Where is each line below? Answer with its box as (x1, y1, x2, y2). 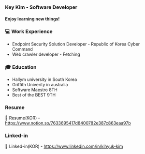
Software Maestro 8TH (12, 87, 58, 93)
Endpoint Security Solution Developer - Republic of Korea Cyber (12, 41, 140, 47)
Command (12, 46, 33, 52)
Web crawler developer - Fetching (12, 51, 81, 57)
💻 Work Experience (5, 28, 53, 35)
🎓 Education (5, 63, 37, 70)
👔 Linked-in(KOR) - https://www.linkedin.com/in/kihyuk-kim (5, 143, 123, 149)
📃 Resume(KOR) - (5, 115, 40, 121)
